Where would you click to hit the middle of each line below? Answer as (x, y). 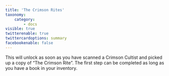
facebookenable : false (29, 43)
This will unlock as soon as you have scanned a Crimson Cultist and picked (84, 57)
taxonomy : (16, 15)
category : (25, 19)
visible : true (20, 29)
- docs (30, 24)
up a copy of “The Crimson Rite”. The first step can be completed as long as (85, 63)
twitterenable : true (27, 33)
